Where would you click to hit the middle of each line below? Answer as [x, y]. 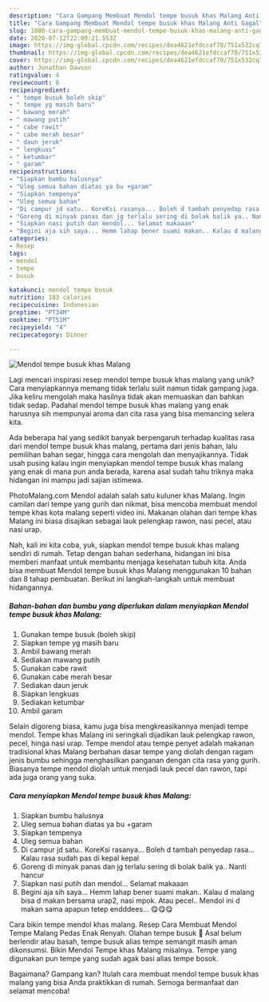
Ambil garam [42, 711]
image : [20, 46]
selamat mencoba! [40, 991]
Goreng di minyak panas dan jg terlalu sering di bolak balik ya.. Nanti [133, 867]
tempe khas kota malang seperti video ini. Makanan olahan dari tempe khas [133, 513]
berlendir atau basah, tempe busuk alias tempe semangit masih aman [123, 942]
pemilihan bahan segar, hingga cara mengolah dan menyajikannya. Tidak [129, 455]
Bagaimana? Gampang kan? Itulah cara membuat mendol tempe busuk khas [134, 974]
